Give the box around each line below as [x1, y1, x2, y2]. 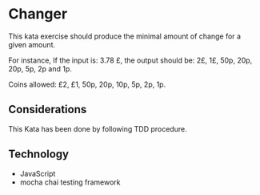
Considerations [8, 103, 87, 116]
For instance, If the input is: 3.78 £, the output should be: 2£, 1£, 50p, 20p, [8, 55, 253, 65]
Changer [8, 5, 68, 23]
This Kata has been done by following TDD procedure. [8, 124, 187, 133]
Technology [8, 148, 70, 161]
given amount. [8, 39, 56, 49]
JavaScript [19, 169, 56, 178]
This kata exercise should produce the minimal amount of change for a [8, 31, 242, 41]
